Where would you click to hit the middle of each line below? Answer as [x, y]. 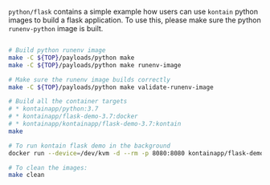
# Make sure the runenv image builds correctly [90, 79]
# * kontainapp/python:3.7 [53, 109]
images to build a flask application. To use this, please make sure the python [135, 20]
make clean [27, 175]
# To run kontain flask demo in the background [90, 146]
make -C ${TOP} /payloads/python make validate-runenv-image [111, 87]
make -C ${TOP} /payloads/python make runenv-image [95, 65]
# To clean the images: [48, 167]
